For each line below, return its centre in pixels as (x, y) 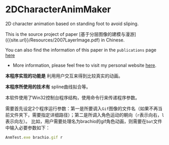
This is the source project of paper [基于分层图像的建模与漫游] (71, 34)
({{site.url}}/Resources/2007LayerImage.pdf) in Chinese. (65, 40)
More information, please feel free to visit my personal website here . (84, 65)
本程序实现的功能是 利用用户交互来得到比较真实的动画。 (64, 76)
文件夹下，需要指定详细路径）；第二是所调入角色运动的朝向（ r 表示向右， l (87, 115)
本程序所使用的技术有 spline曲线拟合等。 (48, 87)
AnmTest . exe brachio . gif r (34, 137)
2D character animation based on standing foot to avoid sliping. (72, 24)
